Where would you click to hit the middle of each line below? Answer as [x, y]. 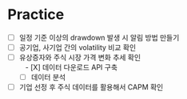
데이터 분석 [48, 78]
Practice [36, 15]
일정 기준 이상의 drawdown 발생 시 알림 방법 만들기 [99, 37]
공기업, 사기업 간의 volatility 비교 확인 [78, 48]
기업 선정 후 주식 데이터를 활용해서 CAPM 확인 [91, 87]
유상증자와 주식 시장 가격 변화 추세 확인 [80, 58]
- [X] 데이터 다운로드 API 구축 [71, 67]
